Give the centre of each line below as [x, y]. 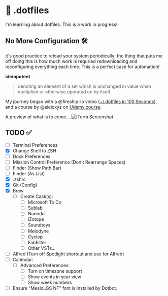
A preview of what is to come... [38, 117]
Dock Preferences [31, 156]
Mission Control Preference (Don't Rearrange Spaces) [69, 162]
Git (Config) [25, 185]
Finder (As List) [29, 173]
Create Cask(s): [37, 196]
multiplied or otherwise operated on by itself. [64, 91]
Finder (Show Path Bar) [37, 168]
